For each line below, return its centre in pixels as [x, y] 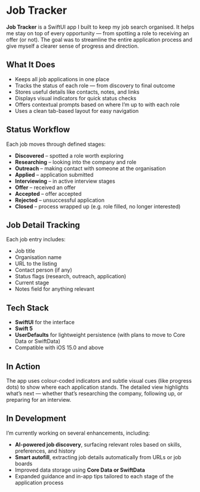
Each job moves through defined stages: [56, 144]
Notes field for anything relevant [54, 289]
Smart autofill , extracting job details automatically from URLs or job [98, 457]
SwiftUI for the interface [44, 322]
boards [24, 463]
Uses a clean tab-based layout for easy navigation [77, 110]
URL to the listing [36, 264]
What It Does [31, 65]
